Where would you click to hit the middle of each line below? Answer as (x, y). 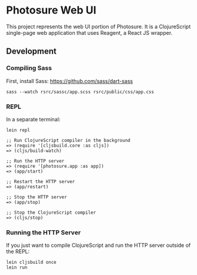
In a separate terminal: (33, 119)
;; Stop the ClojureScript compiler (51, 213)
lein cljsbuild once (32, 263)
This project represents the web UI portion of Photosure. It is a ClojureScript (98, 26)
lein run (17, 268)
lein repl (18, 130)
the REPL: (18, 251)
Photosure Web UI (51, 10)
